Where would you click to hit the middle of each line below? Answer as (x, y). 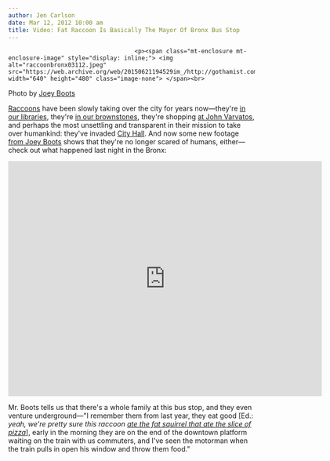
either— (232, 142)
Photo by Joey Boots (42, 93)
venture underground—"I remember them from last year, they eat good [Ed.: (131, 416)
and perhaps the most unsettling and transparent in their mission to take (125, 125)
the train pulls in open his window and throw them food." (99, 449)
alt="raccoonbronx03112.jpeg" (58, 65)
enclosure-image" (36, 58)
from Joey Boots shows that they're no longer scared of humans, (113, 142)
